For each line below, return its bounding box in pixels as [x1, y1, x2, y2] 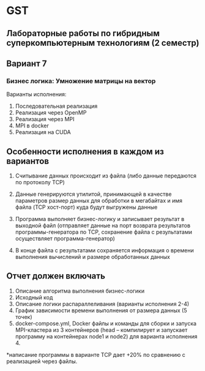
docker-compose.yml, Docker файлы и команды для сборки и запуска [15, 320, 197, 327]
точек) [15, 313, 32, 320]
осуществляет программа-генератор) [15, 235, 115, 242]
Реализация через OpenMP [15, 109, 87, 116]
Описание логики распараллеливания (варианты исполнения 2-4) [15, 300, 190, 307]
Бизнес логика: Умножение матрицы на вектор [6, 77, 156, 85]
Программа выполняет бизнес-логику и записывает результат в [15, 215, 185, 223]
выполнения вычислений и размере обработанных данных [15, 253, 170, 261]
